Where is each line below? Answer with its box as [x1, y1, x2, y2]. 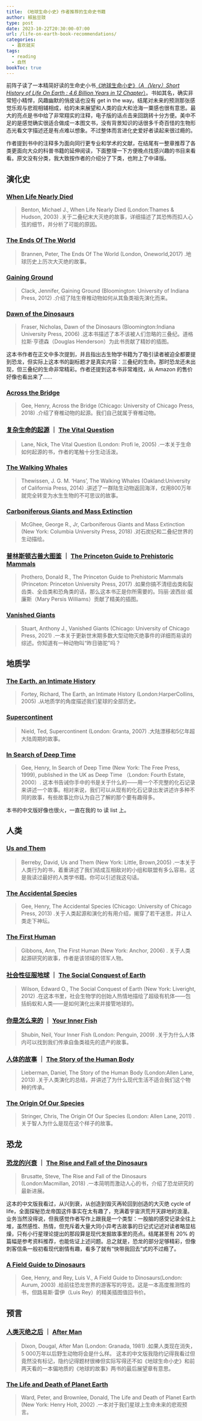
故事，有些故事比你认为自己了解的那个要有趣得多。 [31, 794, 158, 801]
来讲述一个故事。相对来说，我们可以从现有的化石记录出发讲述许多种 [20, 787, 190, 794]
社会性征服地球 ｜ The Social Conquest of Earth [6, 971, 146, 979]
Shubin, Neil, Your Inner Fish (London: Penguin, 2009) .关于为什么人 [20, 1031, 189, 1038]
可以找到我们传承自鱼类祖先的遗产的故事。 [26, 1038, 132, 1045]
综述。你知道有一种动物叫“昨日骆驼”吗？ [20, 639, 121, 647]
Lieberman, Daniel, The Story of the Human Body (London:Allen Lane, [20, 1069, 194, 1076]
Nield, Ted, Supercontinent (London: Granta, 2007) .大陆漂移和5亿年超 [20, 728, 195, 735]
